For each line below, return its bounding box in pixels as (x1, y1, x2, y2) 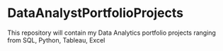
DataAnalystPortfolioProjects (7, 5, 184, 21)
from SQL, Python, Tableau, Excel (7, 35, 105, 44)
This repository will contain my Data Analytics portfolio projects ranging (7, 28, 216, 37)
